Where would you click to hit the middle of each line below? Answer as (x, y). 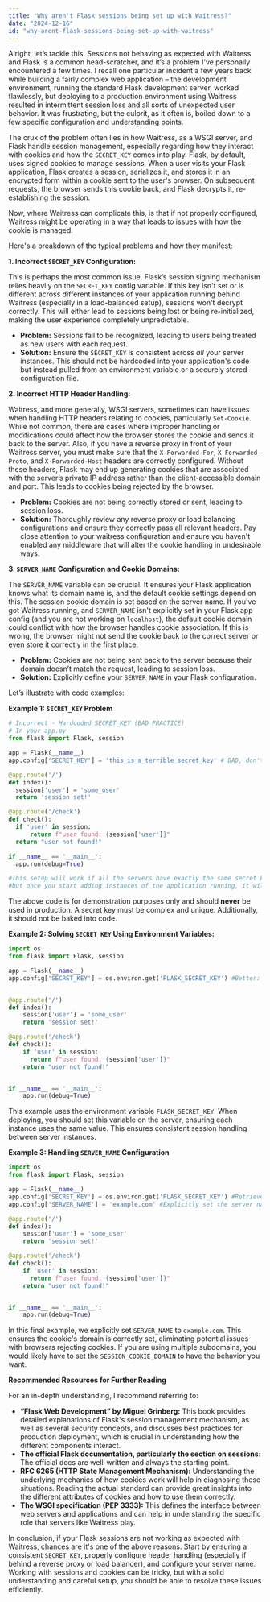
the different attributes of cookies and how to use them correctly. (128, 1497)
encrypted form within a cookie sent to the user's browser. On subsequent (131, 180)
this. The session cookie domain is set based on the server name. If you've (132, 602)
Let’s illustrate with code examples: (66, 693)
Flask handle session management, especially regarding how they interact (131, 147)
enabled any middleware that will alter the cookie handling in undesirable (141, 545)
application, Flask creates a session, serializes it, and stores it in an (119, 172)
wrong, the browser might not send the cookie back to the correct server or (133, 636)
